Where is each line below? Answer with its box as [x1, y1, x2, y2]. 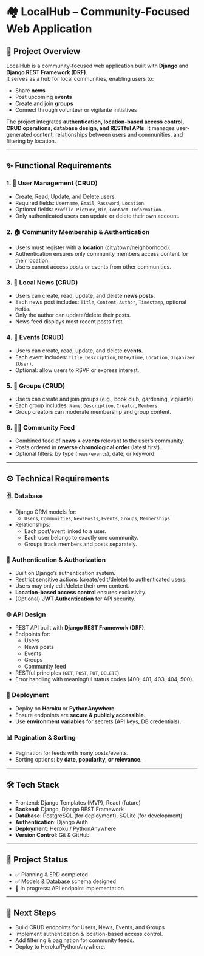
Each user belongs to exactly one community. [24, 534, 138, 541]
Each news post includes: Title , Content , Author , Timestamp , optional [15, 298, 186, 306]
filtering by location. [6, 137, 56, 145]
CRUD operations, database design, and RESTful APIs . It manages [6, 125, 175, 131]
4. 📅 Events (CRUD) [6, 333, 64, 342]
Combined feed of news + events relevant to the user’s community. [15, 437, 185, 444]
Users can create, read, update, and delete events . [15, 347, 143, 354]
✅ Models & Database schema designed [15, 878, 117, 885]
